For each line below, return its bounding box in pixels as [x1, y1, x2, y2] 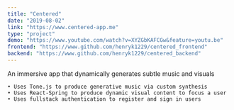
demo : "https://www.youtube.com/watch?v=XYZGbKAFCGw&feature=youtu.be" [7, 37, 223, 44]
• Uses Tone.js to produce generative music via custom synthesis [7, 83, 208, 90]
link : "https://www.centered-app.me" [7, 23, 119, 31]
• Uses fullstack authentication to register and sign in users [7, 95, 201, 103]
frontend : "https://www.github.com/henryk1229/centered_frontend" [7, 43, 208, 50]
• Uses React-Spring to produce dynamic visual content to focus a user [7, 89, 227, 97]
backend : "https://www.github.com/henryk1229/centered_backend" [7, 50, 201, 57]
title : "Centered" [7, 10, 62, 18]
